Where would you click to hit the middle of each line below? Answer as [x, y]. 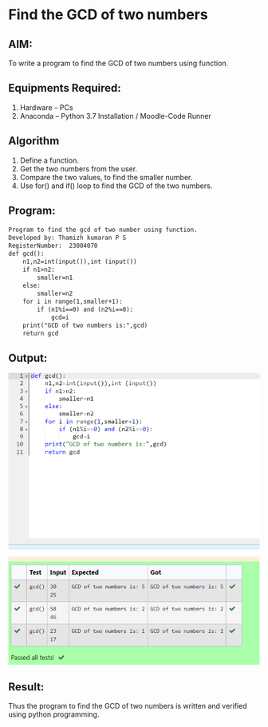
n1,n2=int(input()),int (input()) [80, 262]
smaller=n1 [55, 278]
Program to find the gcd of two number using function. [103, 230]
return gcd [41, 334]
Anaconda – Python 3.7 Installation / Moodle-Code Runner [115, 116]
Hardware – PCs [46, 107]
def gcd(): [26, 254]
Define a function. [49, 160]
